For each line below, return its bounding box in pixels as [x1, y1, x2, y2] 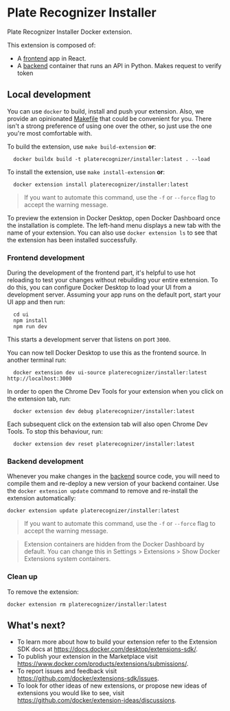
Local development [7, 89, 91, 100]
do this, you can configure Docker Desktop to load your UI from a [7, 284, 192, 292]
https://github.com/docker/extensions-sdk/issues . [16, 675, 159, 683]
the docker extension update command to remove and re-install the [7, 487, 198, 495]
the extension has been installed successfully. [7, 235, 137, 244]
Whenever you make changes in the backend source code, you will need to [7, 472, 220, 480]
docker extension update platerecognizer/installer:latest [7, 507, 180, 514]
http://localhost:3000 [7, 375, 72, 383]
